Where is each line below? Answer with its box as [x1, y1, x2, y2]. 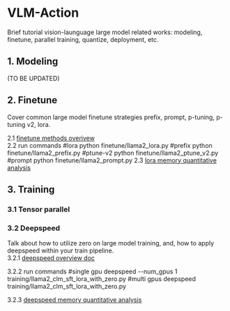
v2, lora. [26, 120, 51, 128]
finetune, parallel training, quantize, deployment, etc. [7, 35, 159, 43]
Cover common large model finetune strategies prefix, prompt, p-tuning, [7, 113, 215, 121]
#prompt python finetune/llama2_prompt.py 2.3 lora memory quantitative [7, 155, 217, 165]
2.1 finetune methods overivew [7, 134, 95, 142]
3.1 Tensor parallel [7, 204, 70, 214]
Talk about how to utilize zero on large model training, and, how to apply [7, 239, 215, 248]
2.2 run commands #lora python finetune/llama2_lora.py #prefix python [7, 141, 213, 149]
